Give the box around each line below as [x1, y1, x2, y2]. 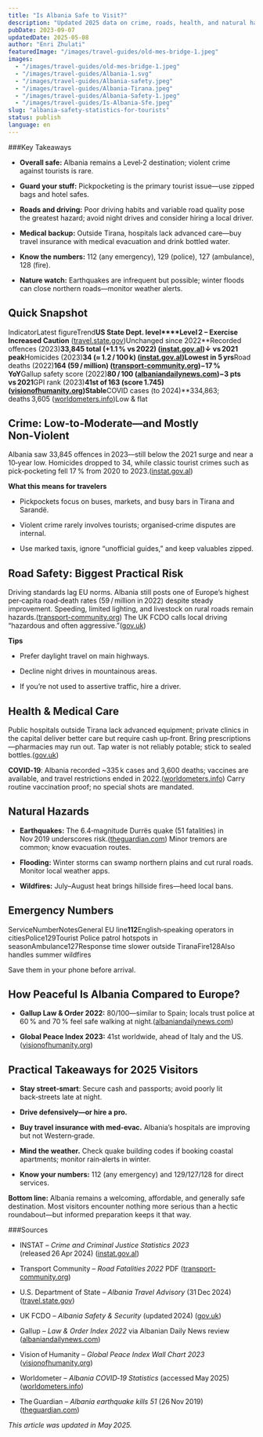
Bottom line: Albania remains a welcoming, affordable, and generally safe [8, 1194, 245, 1203]
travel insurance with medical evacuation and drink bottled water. [19, 236, 231, 246]
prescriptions [208, 734, 251, 742]
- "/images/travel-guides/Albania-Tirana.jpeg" [15, 84, 174, 93]
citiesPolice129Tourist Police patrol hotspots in [8, 933, 158, 943]
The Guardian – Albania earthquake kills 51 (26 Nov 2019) [19, 1397, 204, 1406]
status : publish [8, 114, 61, 122]
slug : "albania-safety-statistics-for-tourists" [8, 107, 170, 115]
